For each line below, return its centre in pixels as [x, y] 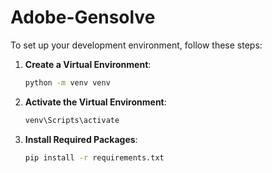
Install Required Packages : [81, 139]
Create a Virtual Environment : [88, 64]
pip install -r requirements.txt [94, 157]
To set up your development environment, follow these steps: [136, 45]
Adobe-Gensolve [83, 17]
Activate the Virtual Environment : [95, 102]
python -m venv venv [67, 82]
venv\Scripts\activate [72, 120]
